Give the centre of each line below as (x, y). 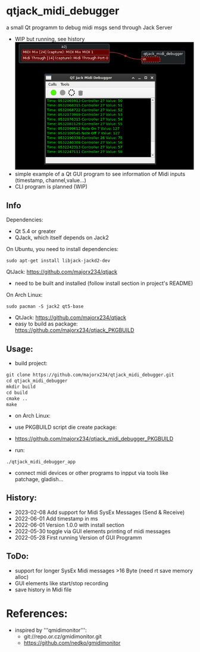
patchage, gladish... (39, 479)
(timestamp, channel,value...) (50, 180)
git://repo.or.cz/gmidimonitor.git (63, 636)
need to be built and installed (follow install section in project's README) (104, 283)
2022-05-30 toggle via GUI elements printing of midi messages (93, 531)
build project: (31, 363)
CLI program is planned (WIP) (51, 187)
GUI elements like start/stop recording (61, 583)
